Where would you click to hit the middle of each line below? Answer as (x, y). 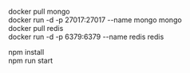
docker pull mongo (39, 12)
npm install (26, 52)
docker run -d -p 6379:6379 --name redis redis (86, 36)
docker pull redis (36, 28)
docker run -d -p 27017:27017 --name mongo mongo (95, 20)
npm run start (31, 60)
